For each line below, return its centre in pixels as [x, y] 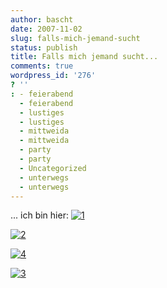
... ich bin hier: [39, 215]
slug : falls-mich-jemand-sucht [75, 38]
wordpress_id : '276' [53, 76]
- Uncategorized [53, 168]
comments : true [42, 66]
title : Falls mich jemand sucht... [84, 57]
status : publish [44, 47]
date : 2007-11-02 [46, 29]
